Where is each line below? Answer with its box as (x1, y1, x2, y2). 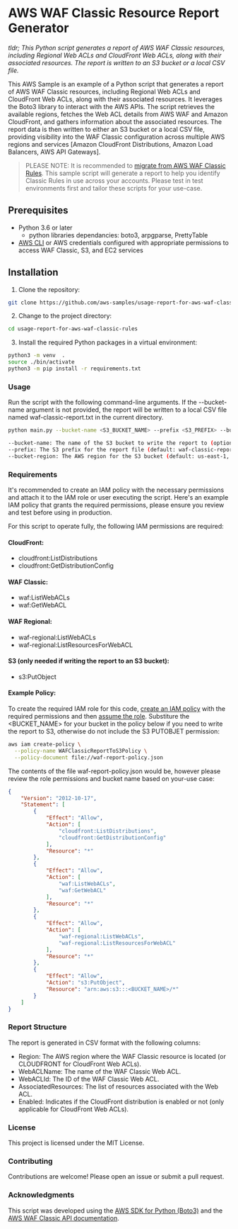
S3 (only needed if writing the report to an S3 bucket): (8, 657, 169, 666)
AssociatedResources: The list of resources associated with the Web (18, 1082, 218, 1091)
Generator (8, 20, 69, 36)
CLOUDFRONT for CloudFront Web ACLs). (18, 1060, 142, 1068)
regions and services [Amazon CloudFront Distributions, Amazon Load (8, 140, 213, 148)
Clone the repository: (18, 285, 81, 293)
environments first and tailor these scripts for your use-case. (25, 184, 203, 192)
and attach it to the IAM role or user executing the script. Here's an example (8, 493, 229, 502)
